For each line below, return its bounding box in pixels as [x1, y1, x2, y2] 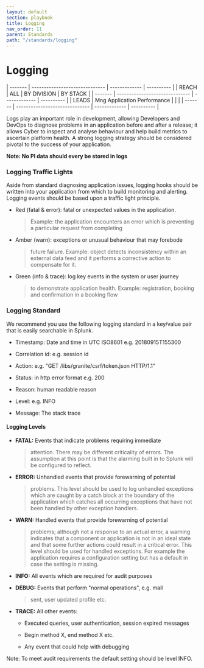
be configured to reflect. [30, 461, 92, 469]
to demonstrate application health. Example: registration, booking [30, 284, 195, 292]
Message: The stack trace [15, 409, 81, 417]
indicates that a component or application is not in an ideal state [30, 534, 191, 542]
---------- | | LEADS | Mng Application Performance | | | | [40, 96, 184, 104]
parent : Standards [6, 32, 53, 38]
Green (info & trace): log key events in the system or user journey [15, 273, 179, 280]
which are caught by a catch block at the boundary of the [30, 491, 175, 499]
